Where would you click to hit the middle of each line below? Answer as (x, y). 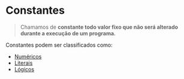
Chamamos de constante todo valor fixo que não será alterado (99, 27)
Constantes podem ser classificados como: (59, 45)
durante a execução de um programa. (68, 33)
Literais (23, 63)
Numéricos (28, 56)
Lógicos (24, 69)
